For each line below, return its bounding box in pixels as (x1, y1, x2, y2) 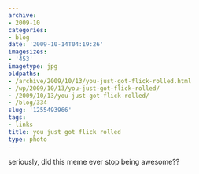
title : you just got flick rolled (8, 128, 122, 136)
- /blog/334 (8, 99, 47, 107)
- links (8, 121, 34, 129)
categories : (8, 26, 47, 34)
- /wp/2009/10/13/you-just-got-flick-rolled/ (8, 84, 160, 92)
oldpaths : (8, 70, 41, 78)
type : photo (8, 135, 47, 143)
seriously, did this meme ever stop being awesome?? (8, 157, 180, 166)
